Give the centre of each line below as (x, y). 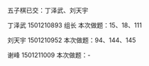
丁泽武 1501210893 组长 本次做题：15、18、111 (74, 25)
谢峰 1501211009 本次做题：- (49, 55)
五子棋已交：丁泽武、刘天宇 (48, 10)
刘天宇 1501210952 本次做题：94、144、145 (72, 40)
